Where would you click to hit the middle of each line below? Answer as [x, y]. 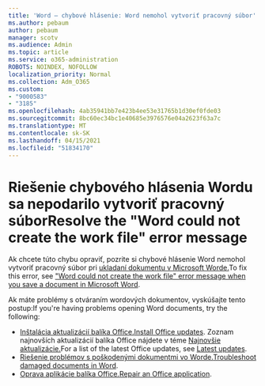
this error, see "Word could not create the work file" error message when [127, 276]
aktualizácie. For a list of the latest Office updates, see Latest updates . [133, 349]
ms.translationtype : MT [47, 126]
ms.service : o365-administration [63, 60]
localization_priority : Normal [60, 74]
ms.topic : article [38, 52]
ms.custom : [26, 89]
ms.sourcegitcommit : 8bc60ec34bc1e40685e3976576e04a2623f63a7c [115, 119]
